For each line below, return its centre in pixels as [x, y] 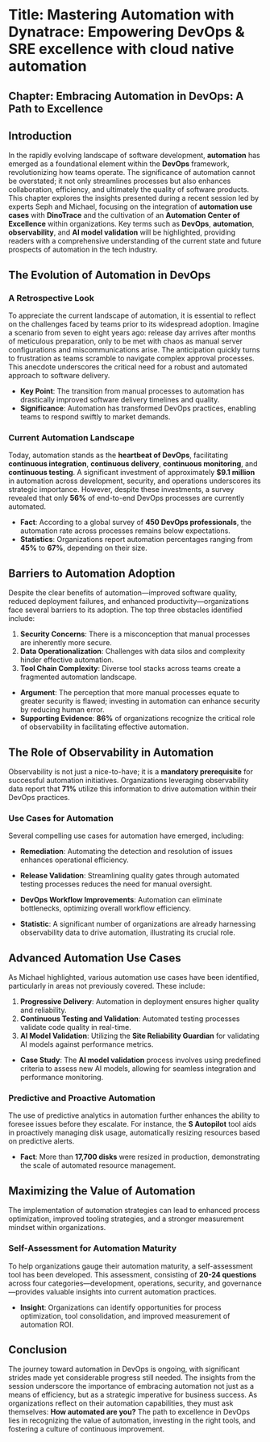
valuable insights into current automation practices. [131, 1291]
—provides [27, 1291]
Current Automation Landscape [72, 438]
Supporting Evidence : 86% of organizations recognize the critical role [137, 719]
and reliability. [43, 1011]
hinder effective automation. [67, 660]
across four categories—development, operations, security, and [114, 1283]
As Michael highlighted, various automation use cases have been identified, [134, 977]
